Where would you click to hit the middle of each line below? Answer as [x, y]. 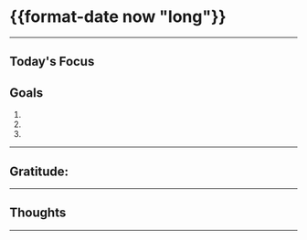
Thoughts [38, 213]
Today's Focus [52, 62]
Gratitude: [39, 171]
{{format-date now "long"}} [118, 17]
